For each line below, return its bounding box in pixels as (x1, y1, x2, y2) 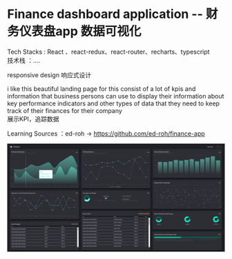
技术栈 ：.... (7, 56, 41, 64)
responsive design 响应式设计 (7, 70, 92, 79)
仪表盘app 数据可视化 (19, 23, 142, 39)
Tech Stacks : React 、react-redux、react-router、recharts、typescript (7, 48, 210, 56)
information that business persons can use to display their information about (7, 92, 224, 100)
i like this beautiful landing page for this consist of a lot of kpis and (7, 84, 196, 93)
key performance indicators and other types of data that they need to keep (7, 99, 220, 107)
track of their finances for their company (7, 106, 123, 114)
